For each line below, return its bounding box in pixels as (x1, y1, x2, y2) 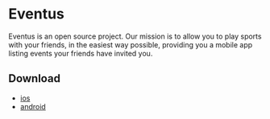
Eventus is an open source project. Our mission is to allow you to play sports (8, 31, 262, 41)
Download (8, 72, 60, 85)
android (19, 101, 46, 111)
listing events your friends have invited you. (8, 48, 153, 58)
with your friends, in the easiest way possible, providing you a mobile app (8, 39, 253, 49)
